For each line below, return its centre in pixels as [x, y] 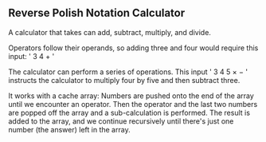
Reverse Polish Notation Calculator [97, 13]
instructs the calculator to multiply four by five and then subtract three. [124, 80]
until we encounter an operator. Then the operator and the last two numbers [133, 104]
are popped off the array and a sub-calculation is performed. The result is [129, 112]
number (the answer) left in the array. [69, 129]
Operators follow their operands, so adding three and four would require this [133, 48]
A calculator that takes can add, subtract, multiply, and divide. [110, 32]
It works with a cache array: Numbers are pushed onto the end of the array [131, 96]
